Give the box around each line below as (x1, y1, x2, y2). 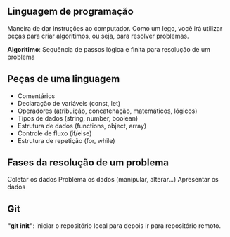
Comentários (17, 91, 56, 100)
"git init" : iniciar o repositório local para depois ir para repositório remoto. (7, 222, 222, 230)
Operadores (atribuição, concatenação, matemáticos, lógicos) (17, 107, 198, 115)
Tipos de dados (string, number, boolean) (17, 114, 139, 122)
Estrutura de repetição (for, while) (17, 136, 115, 144)
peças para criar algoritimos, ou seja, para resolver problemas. (7, 32, 189, 40)
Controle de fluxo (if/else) (17, 129, 92, 137)
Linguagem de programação (7, 6, 134, 18)
